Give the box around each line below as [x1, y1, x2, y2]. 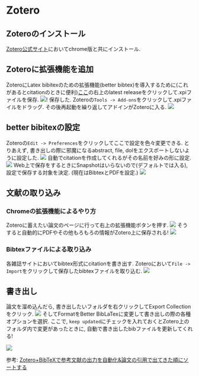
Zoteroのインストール [6, 28, 86, 38]
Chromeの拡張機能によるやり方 [6, 207, 97, 215]
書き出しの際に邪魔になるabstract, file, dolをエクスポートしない [29, 146, 185, 154]
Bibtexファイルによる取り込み [6, 245, 92, 253]
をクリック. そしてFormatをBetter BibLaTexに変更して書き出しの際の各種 [6, 310, 191, 317]
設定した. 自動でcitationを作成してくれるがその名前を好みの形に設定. [16, 154, 191, 161]
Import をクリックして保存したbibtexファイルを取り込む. [6, 267, 143, 274]
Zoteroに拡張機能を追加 [6, 65, 94, 75]
